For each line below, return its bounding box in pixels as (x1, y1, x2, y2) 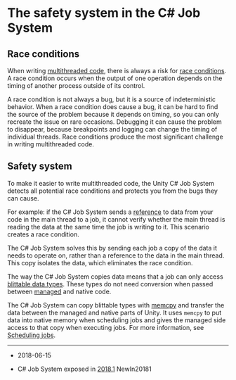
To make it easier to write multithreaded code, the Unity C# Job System (7, 179, 214, 187)
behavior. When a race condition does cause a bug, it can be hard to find (7, 103, 218, 110)
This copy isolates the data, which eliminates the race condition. (7, 258, 193, 267)
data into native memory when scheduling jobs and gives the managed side (7, 315, 226, 324)
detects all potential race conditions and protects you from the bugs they (7, 186, 218, 195)
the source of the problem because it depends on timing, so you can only (7, 110, 220, 118)
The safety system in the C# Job (7, 5, 201, 21)
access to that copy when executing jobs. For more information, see (7, 323, 204, 331)
